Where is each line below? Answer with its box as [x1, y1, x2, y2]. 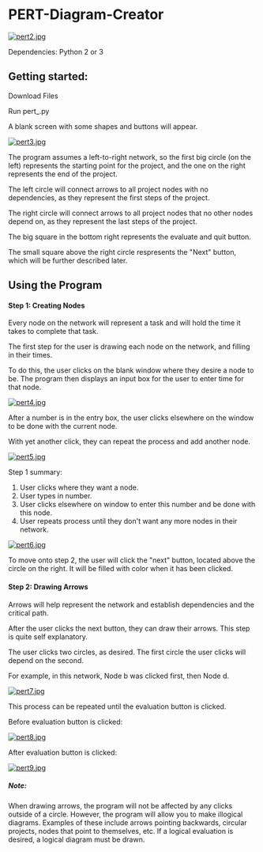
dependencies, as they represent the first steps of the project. [8, 192, 210, 203]
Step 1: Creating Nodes [8, 301, 85, 310]
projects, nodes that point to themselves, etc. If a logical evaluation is [8, 826, 234, 835]
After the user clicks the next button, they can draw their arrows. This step [8, 623, 250, 633]
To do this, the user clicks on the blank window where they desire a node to [8, 365, 254, 375]
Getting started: [8, 70, 88, 84]
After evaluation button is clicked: [8, 748, 117, 757]
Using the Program [8, 278, 103, 292]
